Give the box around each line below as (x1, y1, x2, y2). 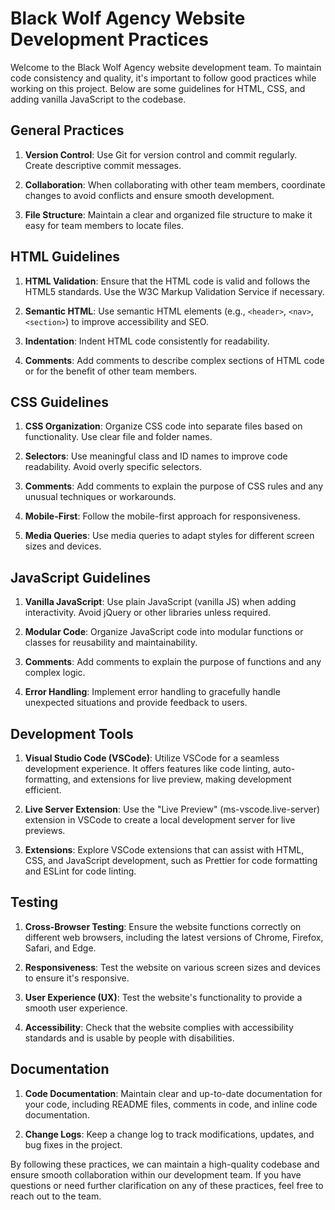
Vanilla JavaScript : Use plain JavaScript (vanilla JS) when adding (24, 596, 297, 608)
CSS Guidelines (10, 393, 110, 411)
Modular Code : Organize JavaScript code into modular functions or (24, 626, 304, 638)
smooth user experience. (24, 1002, 128, 1014)
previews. (24, 825, 66, 836)
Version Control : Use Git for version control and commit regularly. (24, 148, 298, 161)
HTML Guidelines (10, 248, 121, 266)
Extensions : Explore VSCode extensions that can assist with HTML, (24, 844, 305, 856)
